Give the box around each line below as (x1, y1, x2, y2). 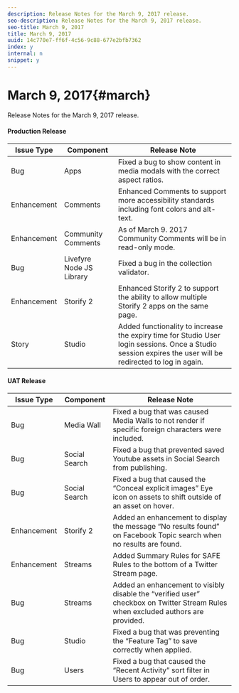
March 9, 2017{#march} (7, 87, 151, 103)
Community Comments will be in (118, 233, 226, 243)
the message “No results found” (112, 522, 220, 532)
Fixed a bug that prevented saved (112, 445, 225, 455)
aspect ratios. (118, 175, 164, 185)
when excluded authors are (112, 607, 204, 617)
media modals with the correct (118, 166, 221, 176)
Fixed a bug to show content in (118, 157, 221, 167)
